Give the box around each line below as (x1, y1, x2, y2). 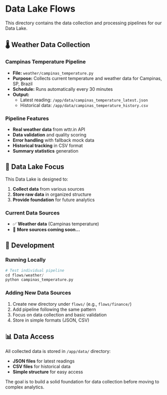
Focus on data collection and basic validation (12, 311, 107, 317)
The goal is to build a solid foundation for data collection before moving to (5, 379, 159, 385)
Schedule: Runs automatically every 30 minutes (12, 86, 113, 92)
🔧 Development (5, 241, 55, 250)
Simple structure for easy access (12, 369, 83, 375)
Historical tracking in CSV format (12, 142, 83, 149)
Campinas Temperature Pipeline (5, 58, 86, 65)
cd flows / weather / (5, 272, 44, 278)
